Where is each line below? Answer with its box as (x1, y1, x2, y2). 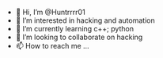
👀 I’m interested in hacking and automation (15, 16, 156, 25)
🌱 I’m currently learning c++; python (15, 24, 135, 33)
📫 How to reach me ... (15, 42, 89, 50)
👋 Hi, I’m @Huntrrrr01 (15, 8, 85, 16)
